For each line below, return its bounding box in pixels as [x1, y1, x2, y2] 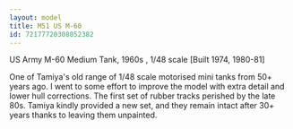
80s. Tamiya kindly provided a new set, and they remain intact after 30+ [9, 100, 275, 111]
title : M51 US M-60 [9, 21, 82, 30]
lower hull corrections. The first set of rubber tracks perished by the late [9, 90, 276, 101]
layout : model [9, 13, 63, 22]
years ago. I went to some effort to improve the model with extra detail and [9, 82, 285, 92]
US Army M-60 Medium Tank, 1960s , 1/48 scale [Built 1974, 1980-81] [9, 55, 265, 65]
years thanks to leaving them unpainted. [9, 109, 158, 121]
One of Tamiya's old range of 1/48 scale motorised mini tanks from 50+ [9, 72, 273, 82]
